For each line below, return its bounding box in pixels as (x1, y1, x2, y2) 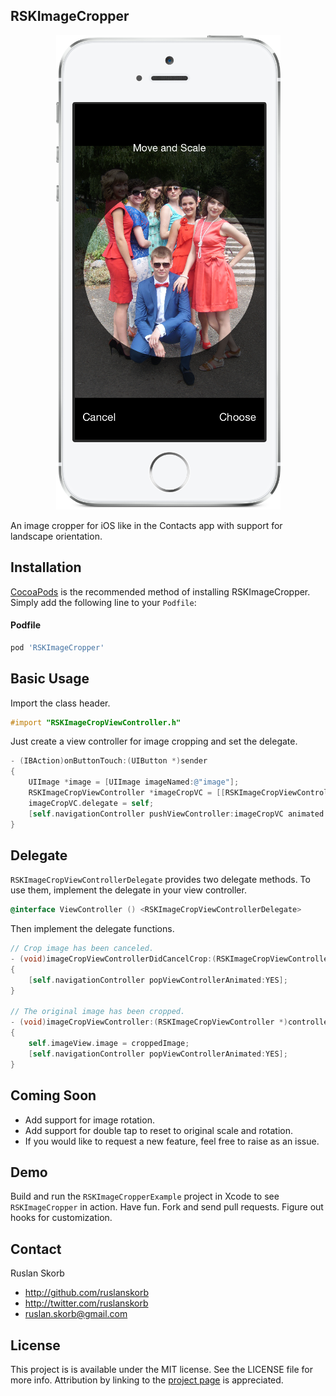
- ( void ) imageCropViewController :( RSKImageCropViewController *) (10, 1017, 288, 1028)
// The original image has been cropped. (10, 1007, 186, 1017)
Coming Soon (10, 1087, 97, 1104)
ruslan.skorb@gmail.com (24, 1308, 128, 1320)
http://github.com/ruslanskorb (24, 1287, 150, 1299)
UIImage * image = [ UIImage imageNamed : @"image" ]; (28, 777, 240, 788)
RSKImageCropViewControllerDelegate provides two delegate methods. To (10, 874, 311, 886)
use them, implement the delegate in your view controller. (10, 884, 247, 896)
